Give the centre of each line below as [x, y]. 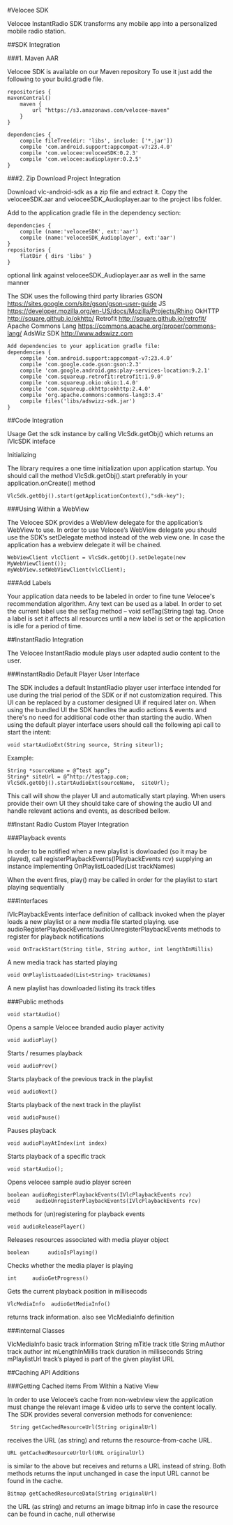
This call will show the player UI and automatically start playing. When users [116, 796]
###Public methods [36, 1002]
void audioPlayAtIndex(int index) [58, 1143]
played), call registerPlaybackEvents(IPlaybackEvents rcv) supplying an [110, 859]
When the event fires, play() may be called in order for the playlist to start [112, 880]
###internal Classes [36, 1330]
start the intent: [29, 732]
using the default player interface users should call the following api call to [114, 725]
